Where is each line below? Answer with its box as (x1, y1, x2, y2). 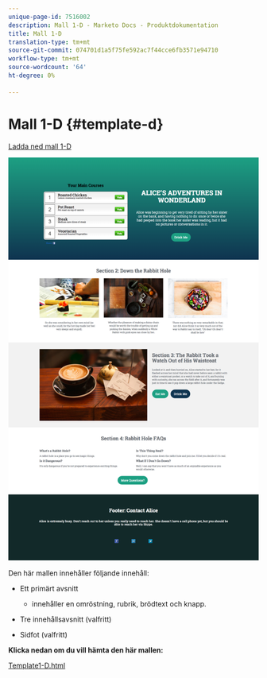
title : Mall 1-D (8, 29, 62, 37)
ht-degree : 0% (8, 72, 56, 79)
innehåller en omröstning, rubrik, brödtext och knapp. (31, 599, 207, 609)
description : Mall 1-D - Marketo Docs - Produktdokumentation (8, 21, 219, 29)
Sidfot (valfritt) (19, 630, 68, 640)
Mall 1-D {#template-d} (8, 115, 164, 133)
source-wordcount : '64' (8, 64, 87, 72)
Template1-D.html (8, 661, 66, 671)
